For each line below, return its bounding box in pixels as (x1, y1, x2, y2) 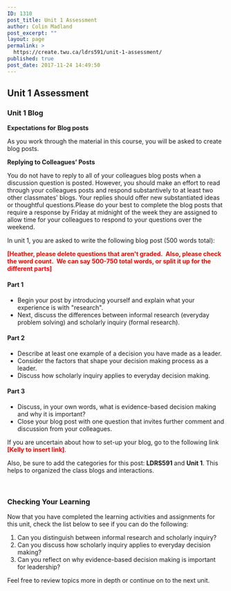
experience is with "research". (17, 303, 104, 312)
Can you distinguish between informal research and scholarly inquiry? (17, 533, 216, 542)
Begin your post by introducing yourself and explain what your (17, 296, 195, 304)
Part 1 (7, 280, 24, 288)
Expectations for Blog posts (7, 124, 89, 132)
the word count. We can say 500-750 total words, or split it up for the (7, 257, 212, 265)
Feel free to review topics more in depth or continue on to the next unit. (7, 576, 210, 585)
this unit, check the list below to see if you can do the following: (7, 520, 189, 529)
